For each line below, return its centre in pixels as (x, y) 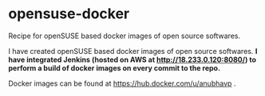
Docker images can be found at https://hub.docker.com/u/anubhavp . (122, 83)
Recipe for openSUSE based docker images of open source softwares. (125, 36)
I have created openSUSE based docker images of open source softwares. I (133, 51)
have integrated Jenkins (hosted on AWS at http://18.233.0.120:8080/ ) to (132, 60)
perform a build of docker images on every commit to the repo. (115, 67)
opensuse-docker (69, 14)
